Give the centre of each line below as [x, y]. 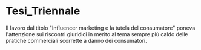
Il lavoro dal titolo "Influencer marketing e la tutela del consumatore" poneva [100, 28]
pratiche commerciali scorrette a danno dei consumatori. [77, 40]
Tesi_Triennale [43, 11]
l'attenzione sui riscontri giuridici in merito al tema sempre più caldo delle [97, 34]
